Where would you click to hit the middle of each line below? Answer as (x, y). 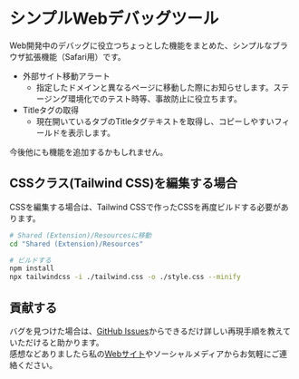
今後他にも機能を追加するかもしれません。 (89, 151)
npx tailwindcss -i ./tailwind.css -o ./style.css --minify (125, 277)
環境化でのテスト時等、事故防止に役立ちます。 (154, 98)
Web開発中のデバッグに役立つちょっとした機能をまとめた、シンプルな (141, 45)
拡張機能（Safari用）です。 (76, 56)
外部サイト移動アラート (66, 76)
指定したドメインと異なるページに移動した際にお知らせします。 (154, 87)
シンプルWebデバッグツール (114, 19)
